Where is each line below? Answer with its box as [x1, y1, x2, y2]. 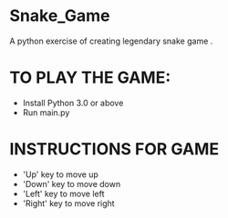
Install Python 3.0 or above [22, 97, 124, 108]
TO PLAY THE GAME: [9, 67, 171, 88]
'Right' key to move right [22, 197, 116, 209]
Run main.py [22, 106, 70, 118]
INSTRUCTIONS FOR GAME [9, 139, 220, 160]
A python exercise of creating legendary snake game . [9, 35, 213, 46]
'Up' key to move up [22, 169, 98, 180]
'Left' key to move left [22, 188, 105, 199]
